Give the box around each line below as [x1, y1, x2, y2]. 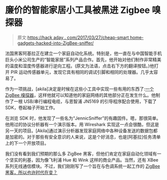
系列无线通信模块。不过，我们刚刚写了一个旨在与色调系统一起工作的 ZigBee [5, 163, 161, 169]
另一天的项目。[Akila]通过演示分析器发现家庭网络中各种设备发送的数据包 [5, 128, 154, 134]
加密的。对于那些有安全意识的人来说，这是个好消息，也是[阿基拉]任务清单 [9, 134, 161, 140]
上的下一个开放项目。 [5, 140, 49, 146]
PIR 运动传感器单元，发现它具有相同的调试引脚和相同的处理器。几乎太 [10, 69, 154, 75]
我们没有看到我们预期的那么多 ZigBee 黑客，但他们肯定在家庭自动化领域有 [5, 151, 158, 157]
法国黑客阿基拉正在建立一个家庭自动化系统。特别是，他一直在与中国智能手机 [5, 50, 162, 56]
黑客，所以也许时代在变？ [5, 169, 58, 175]
